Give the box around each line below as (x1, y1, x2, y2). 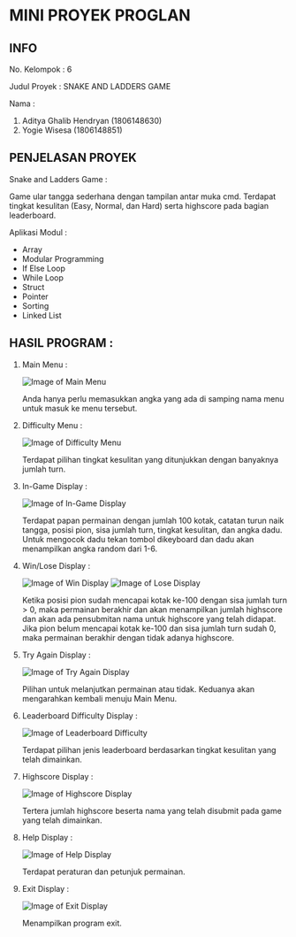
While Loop (21, 272, 65, 283)
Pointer (21, 291, 49, 302)
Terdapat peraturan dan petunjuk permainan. (21, 866, 186, 877)
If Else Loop (21, 263, 66, 273)
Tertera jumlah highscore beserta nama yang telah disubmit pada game (21, 805, 283, 816)
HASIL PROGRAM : (9, 335, 113, 350)
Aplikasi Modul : (9, 227, 68, 237)
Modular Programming (21, 253, 104, 264)
